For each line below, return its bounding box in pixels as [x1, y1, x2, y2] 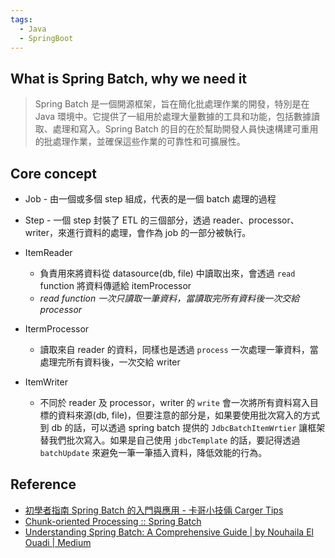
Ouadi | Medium [24, 536, 92, 548]
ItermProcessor [24, 323, 90, 335]
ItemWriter [24, 376, 68, 388]
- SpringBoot [19, 33, 74, 43]
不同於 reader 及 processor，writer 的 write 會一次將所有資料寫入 [39, 397, 310, 408]
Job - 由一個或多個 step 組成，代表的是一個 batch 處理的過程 [24, 193, 277, 205]
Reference [10, 476, 77, 493]
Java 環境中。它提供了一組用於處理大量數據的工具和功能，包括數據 [34, 111, 312, 123]
